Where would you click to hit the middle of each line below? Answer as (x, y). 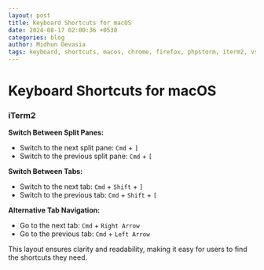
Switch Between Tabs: (46, 172)
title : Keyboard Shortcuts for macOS (70, 23)
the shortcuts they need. (48, 257)
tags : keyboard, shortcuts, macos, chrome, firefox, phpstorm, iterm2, (128, 52)
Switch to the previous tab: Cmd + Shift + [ (88, 195)
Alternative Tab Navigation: (54, 210)
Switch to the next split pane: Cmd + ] (79, 148)
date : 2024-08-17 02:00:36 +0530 (63, 30)
